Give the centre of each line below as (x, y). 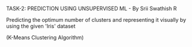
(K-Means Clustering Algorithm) (45, 37)
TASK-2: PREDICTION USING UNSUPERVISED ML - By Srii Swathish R (92, 9)
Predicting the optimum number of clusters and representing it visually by (96, 20)
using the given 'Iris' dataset (41, 26)
